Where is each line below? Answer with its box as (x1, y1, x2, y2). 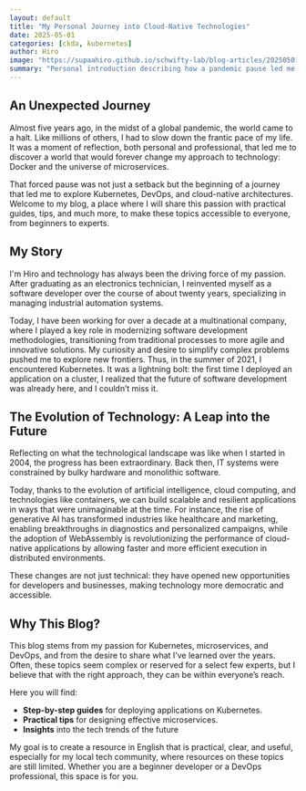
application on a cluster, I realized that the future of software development (9, 373, 288, 384)
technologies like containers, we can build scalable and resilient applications (9, 494, 297, 505)
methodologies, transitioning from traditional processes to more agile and (9, 334, 285, 345)
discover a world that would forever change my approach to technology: (9, 151, 280, 162)
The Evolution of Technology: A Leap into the (9, 409, 270, 424)
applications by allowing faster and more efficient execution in (34, 543, 268, 554)
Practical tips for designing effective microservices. (22, 714, 219, 725)
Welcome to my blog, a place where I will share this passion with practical (9, 198, 287, 209)
